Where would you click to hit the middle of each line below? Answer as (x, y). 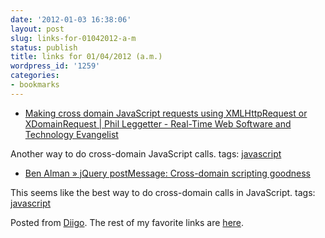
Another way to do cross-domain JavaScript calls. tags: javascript (146, 153)
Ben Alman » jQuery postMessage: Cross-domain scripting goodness (167, 173)
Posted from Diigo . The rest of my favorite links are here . (127, 222)
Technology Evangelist (71, 134)
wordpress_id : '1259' (55, 66)
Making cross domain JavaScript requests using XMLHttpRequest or (166, 113)
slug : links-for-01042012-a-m (73, 38)
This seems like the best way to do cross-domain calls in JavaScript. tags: (163, 192)
